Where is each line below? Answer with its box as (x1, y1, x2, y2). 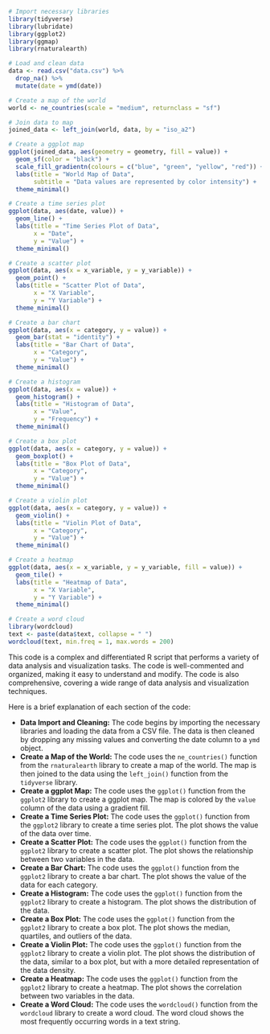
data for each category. (19, 880, 98, 889)
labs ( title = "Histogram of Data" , (15, 400, 135, 408)
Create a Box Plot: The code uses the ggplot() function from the (19, 913, 235, 924)
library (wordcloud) (8, 623, 74, 631)
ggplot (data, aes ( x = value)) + (8, 385, 117, 393)
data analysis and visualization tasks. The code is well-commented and (8, 660, 244, 671)
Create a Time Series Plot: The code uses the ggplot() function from (19, 811, 251, 821)
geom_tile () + (15, 571, 63, 579)
